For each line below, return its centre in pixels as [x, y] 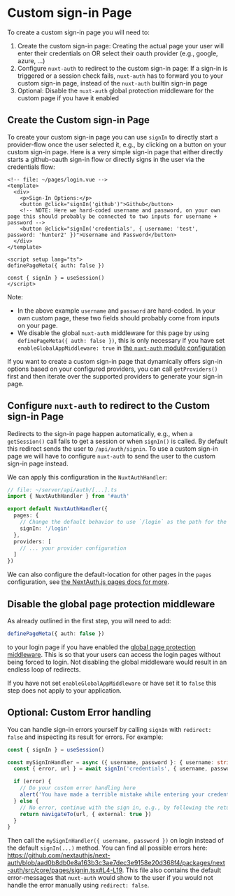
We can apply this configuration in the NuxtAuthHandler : [87, 477]
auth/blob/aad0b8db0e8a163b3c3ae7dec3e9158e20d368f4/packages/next [116, 863]
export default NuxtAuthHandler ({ [58, 509]
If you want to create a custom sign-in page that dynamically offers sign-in [115, 361]
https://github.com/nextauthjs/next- [59, 855]
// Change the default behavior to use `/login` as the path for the [123, 522]
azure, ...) [31, 60]
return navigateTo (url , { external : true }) [86, 814]
